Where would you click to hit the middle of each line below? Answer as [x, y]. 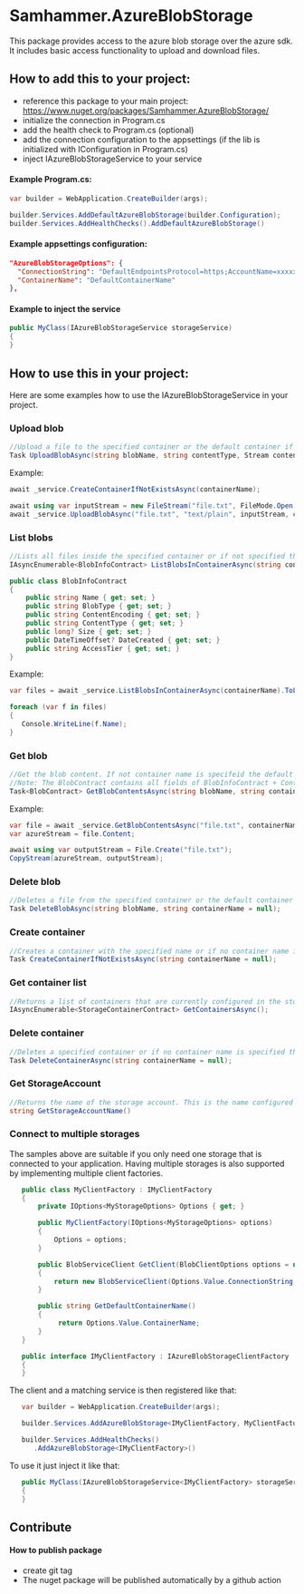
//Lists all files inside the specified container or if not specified [147, 556]
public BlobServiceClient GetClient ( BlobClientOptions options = [163, 1264]
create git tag [47, 1570]
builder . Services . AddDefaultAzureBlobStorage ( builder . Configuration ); [145, 215]
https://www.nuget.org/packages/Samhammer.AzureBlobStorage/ [146, 111]
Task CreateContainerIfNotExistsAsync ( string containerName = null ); [143, 959]
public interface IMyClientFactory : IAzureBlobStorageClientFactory [155, 1356]
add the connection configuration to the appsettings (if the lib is [141, 139]
